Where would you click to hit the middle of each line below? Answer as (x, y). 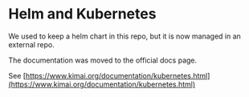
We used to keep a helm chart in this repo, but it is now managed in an (124, 36)
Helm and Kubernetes (82, 14)
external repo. (31, 44)
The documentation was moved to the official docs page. (103, 60)
